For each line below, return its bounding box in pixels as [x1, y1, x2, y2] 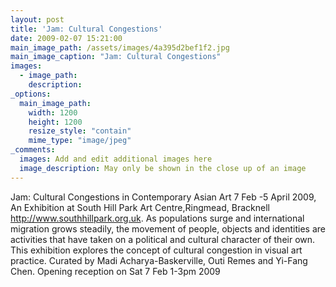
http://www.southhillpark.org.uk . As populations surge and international [10, 212, 305, 224]
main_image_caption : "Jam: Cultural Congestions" [10, 52, 222, 62]
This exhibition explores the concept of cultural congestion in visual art [10, 244, 303, 256]
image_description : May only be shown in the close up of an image [19, 163, 307, 173]
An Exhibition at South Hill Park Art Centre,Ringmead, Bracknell [10, 201, 270, 213]
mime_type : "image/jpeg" [28, 136, 132, 146]
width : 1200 [28, 107, 78, 118]
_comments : [10, 145, 56, 155]
